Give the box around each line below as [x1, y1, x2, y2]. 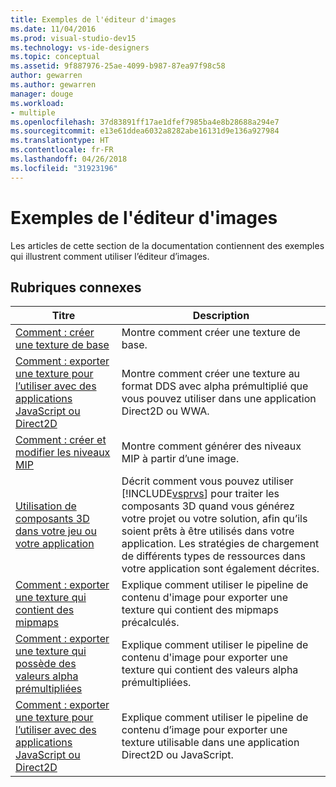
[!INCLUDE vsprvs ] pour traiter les [121, 487, 280, 501]
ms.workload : [10, 98, 65, 108]
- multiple [10, 107, 56, 118]
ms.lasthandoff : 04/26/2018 [10, 154, 128, 164]
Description [192, 309, 250, 323]
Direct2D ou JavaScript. [121, 748, 234, 762]
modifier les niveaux [15, 446, 111, 460]
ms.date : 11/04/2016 [10, 24, 97, 34]
